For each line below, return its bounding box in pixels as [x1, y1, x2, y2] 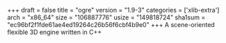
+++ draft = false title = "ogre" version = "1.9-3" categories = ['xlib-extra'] [7, 6, 220, 14]
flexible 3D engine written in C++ [7, 28, 102, 36]
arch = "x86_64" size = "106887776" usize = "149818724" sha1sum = [7, 13, 206, 21]
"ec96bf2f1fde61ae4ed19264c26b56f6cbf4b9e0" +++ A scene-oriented [7, 21, 216, 28]
